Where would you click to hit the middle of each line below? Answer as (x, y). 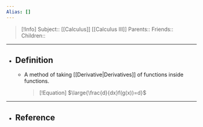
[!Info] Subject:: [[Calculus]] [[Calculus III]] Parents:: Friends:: (97, 29)
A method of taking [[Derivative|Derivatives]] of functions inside (104, 75)
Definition (34, 60)
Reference (35, 118)
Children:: (33, 35)
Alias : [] (19, 12)
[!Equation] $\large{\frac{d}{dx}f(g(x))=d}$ (93, 93)
